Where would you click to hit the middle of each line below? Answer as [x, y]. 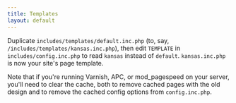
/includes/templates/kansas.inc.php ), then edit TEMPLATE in [94, 48]
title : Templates [33, 14]
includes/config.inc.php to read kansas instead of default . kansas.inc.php [117, 55]
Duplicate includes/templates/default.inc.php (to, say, [88, 40]
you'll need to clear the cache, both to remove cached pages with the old [114, 84]
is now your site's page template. [55, 63]
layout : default [31, 20]
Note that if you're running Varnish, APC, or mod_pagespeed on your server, [118, 77]
